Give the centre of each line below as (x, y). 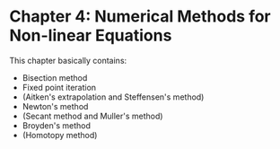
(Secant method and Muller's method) (92, 116)
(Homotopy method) (60, 135)
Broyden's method (57, 125)
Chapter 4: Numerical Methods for (140, 17)
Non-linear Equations (91, 35)
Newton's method (55, 106)
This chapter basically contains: (68, 60)
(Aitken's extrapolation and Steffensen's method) (113, 97)
